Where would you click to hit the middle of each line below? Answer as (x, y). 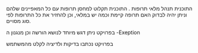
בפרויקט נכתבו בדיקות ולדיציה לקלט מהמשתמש (60, 44)
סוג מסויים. (18, 21)
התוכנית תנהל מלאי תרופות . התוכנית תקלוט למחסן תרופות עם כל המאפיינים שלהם (99, 9)
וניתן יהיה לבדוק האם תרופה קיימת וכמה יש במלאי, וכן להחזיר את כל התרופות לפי (97, 15)
